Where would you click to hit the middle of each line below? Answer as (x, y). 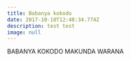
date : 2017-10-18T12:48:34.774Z (53, 20)
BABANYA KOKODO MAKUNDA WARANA (65, 52)
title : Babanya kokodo (39, 13)
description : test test (41, 26)
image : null (24, 32)
